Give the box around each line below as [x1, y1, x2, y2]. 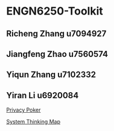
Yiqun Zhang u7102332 [6, 70, 97, 80]
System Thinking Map [6, 118, 60, 126]
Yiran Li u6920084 [6, 90, 79, 101]
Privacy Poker [6, 106, 41, 113]
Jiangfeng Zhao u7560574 [6, 49, 109, 59]
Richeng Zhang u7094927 [6, 29, 107, 39]
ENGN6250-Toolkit [6, 4, 104, 18]
